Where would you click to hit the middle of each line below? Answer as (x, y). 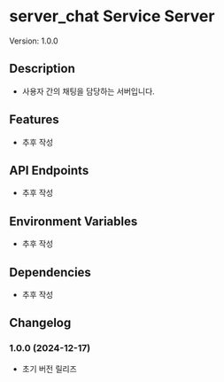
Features (34, 120)
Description (42, 69)
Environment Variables (73, 221)
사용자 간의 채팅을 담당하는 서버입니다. (88, 91)
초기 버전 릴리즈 (49, 369)
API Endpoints (49, 170)
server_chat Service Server (112, 16)
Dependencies (50, 272)
